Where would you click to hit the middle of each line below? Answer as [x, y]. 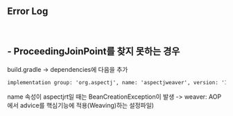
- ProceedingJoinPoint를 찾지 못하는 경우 [94, 51]
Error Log [28, 11]
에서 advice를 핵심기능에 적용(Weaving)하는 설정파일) [81, 105]
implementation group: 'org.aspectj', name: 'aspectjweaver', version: [113, 82]
